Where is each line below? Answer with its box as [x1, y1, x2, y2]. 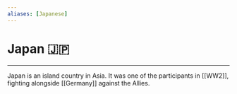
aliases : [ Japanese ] [7, 10, 68, 18]
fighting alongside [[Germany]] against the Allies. [7, 78, 150, 87]
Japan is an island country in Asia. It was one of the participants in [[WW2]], [7, 71, 229, 80]
